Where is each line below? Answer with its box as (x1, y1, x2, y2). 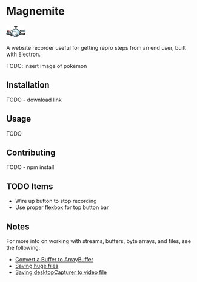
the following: (6, 244, 41, 251)
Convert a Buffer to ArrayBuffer (15, 256, 94, 263)
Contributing (6, 147, 56, 157)
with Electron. (6, 50, 41, 58)
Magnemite (6, 4, 65, 18)
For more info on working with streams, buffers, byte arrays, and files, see (6, 238, 192, 244)
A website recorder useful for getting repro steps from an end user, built (6, 44, 186, 51)
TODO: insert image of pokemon (6, 62, 87, 69)
